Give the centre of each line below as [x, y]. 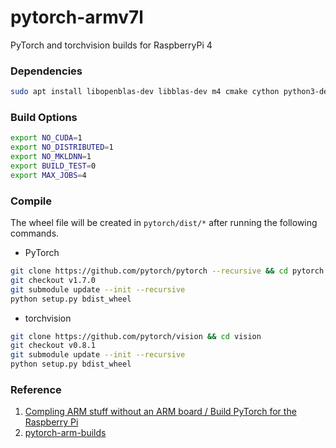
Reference [36, 389]
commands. [35, 233]
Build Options [44, 118]
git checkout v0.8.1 [53, 346]
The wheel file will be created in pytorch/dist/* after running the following [164, 223]
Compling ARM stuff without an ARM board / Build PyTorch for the [160, 412]
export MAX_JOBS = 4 [48, 175]
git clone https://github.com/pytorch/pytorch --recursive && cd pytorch [167, 271]
